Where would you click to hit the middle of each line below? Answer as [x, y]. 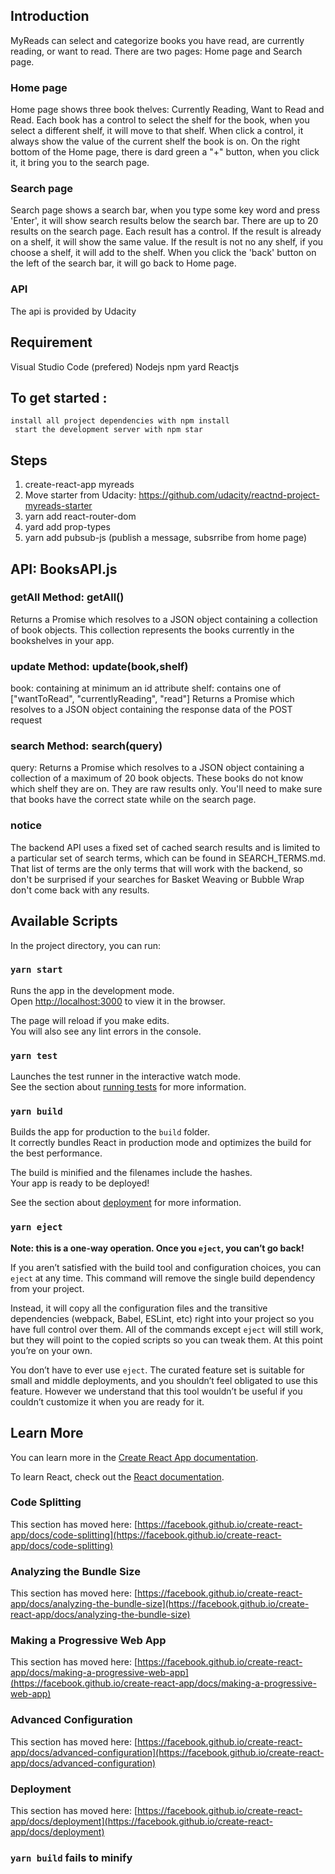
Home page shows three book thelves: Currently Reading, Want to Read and [167, 110]
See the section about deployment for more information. [126, 1203]
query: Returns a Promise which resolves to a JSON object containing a [157, 768]
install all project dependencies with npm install [120, 421]
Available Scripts [64, 921]
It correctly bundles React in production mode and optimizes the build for [161, 1143]
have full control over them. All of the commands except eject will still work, [167, 1329]
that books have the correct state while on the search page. [133, 800]
